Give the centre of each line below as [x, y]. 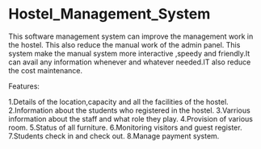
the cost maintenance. [46, 70]
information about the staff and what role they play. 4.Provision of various [130, 118]
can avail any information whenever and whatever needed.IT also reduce [130, 62]
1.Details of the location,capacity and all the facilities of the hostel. [118, 101]
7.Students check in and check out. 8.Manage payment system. [114, 136]
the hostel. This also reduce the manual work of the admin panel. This [124, 44]
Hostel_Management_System [109, 14]
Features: [24, 86]
